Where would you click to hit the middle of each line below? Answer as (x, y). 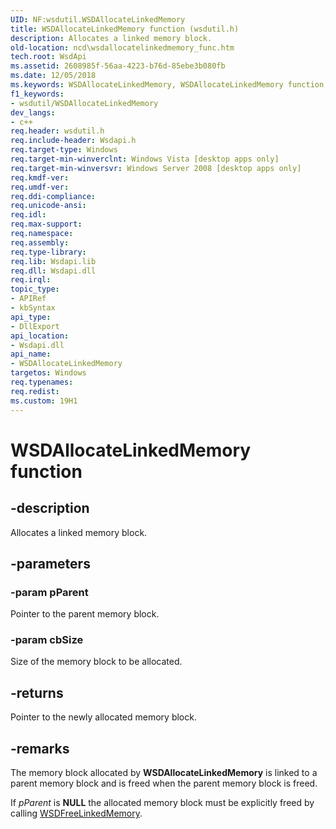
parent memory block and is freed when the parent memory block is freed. (164, 783)
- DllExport (35, 326)
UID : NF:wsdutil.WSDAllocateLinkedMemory (98, 19)
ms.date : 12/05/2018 (53, 76)
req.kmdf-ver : (40, 177)
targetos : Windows (48, 373)
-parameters (50, 563)
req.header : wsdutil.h (57, 131)
